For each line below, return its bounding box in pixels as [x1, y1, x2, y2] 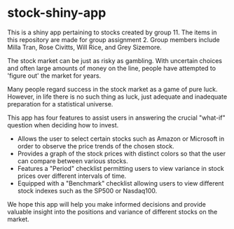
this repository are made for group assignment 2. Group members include [7, 35, 220, 43]
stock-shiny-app [7, 5, 106, 21]
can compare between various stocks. [17, 156, 128, 165]
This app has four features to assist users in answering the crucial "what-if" [7, 113, 226, 122]
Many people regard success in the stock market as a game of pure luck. [7, 85, 219, 93]
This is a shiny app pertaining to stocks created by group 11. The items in [7, 28, 217, 36]
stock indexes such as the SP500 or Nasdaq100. [17, 186, 158, 195]
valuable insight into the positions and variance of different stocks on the [7, 207, 218, 216]
